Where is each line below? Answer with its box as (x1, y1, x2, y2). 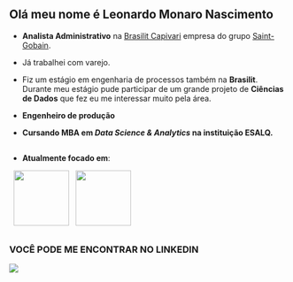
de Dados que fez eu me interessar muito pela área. (21, 93, 212, 103)
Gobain (21, 40, 49, 50)
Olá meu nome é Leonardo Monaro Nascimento (9, 7, 274, 22)
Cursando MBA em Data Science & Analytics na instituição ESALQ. (21, 127, 274, 138)
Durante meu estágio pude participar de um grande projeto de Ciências (21, 83, 284, 94)
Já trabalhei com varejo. (21, 57, 111, 67)
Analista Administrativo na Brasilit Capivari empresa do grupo (21, 30, 251, 41)
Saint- (251, 30, 274, 41)
